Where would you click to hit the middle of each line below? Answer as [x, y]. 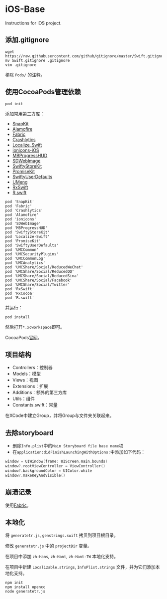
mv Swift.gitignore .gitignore [38, 60]
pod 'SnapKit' [20, 201]
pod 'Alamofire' [22, 215]
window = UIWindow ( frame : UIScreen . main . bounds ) [56, 462]
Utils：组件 [23, 399]
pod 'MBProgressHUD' [27, 228]
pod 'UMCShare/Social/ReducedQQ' [40, 271]
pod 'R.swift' [20, 298]
